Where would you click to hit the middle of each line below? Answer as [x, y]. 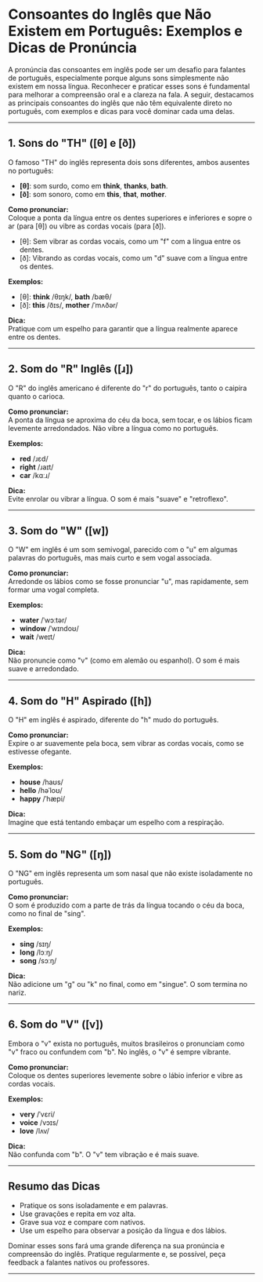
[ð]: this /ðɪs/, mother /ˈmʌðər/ [69, 305]
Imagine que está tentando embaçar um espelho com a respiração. [116, 823]
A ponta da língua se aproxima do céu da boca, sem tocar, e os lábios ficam [130, 420]
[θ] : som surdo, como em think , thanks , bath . [94, 185]
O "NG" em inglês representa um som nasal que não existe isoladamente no [130, 873]
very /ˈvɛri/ [37, 1114]
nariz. [17, 992]
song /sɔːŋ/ [38, 961]
